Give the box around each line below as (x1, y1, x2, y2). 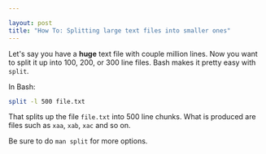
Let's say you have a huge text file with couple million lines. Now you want (8, 49, 258, 58)
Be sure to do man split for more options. (8, 136, 148, 146)
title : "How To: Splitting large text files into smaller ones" (8, 26, 231, 35)
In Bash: (8, 82, 36, 92)
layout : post (8, 19, 53, 27)
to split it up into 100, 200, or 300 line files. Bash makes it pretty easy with (8, 58, 256, 67)
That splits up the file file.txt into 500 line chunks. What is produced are (8, 112, 256, 122)
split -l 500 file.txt (8, 97, 85, 105)
